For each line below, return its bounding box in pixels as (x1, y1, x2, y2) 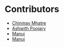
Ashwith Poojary (11, 25, 46, 31)
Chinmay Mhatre (11, 20, 46, 26)
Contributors (4, 3, 59, 15)
